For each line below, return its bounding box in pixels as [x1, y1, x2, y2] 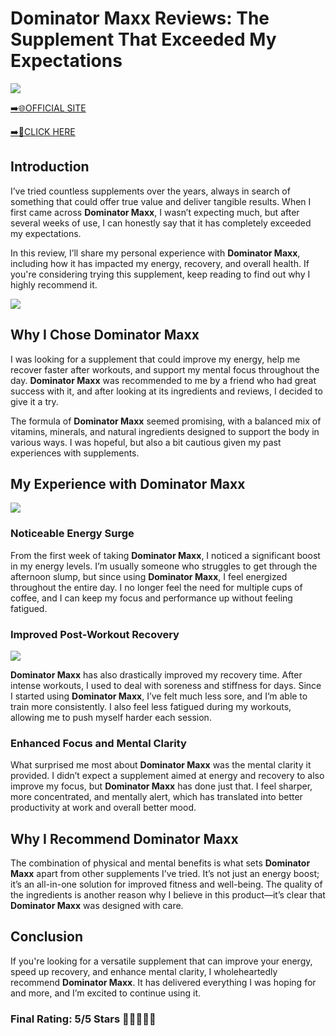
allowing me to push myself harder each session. [10, 711, 212, 723]
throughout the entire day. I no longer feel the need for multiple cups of [10, 581, 303, 593]
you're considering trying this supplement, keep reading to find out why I [10, 268, 311, 280]
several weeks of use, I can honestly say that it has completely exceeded [10, 217, 312, 229]
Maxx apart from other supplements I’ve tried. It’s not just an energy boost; [10, 868, 320, 880]
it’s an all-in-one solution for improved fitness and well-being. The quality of [10, 878, 323, 891]
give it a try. [10, 395, 59, 407]
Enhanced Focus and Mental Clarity [10, 736, 187, 750]
